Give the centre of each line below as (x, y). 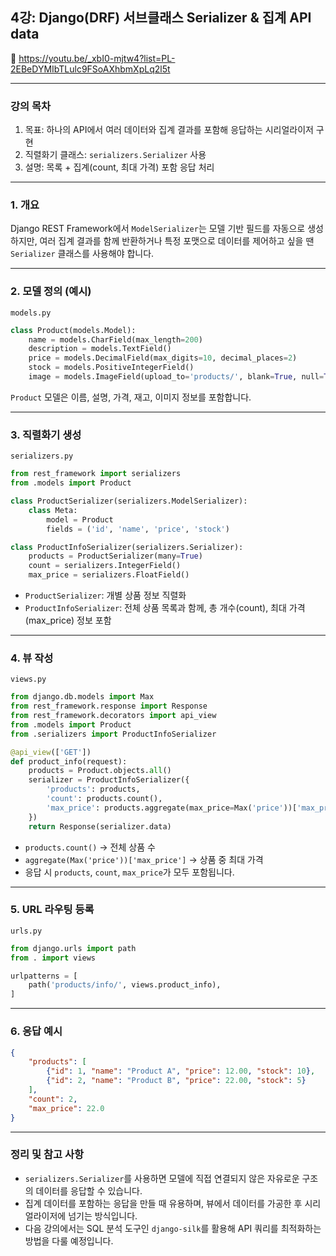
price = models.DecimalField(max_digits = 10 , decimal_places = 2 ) (163, 358)
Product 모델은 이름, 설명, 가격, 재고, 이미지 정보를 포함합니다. (131, 397)
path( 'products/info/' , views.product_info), (125, 985)
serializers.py (42, 456)
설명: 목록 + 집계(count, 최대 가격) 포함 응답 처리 (119, 167)
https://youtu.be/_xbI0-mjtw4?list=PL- (97, 58)
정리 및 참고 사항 (47, 1155)
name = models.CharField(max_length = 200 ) (115, 339)
